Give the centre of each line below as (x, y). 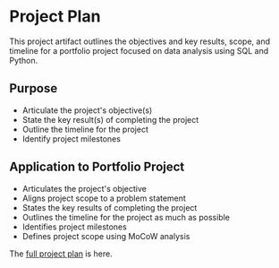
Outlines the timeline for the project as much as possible (126, 217)
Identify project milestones (71, 138)
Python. (24, 60)
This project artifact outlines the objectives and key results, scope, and (140, 41)
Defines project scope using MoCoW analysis (106, 236)
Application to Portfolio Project (97, 167)
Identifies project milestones (74, 227)
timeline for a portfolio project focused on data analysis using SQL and (139, 50)
